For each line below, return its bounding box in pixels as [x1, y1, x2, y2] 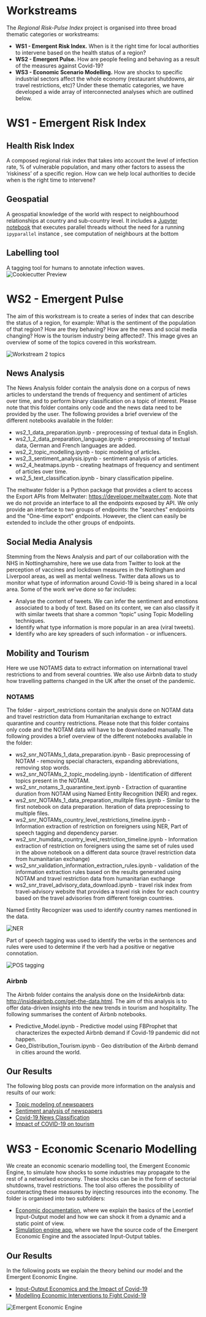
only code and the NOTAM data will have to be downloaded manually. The [6, 726, 193, 733]
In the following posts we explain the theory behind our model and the [6, 1267, 183, 1274]
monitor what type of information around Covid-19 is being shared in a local [6, 579, 197, 587]
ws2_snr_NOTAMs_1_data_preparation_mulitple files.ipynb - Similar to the [15, 797, 200, 804]
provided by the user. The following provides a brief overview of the [6, 411, 178, 418]
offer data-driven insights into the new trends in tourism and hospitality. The [6, 1004, 199, 1011]
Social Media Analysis [6, 536, 93, 547]
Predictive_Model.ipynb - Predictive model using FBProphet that [15, 1022, 178, 1030]
